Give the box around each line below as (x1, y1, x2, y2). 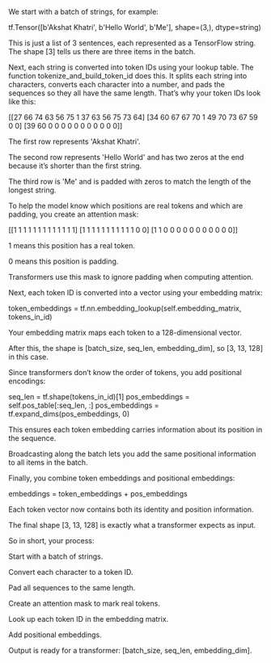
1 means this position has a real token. (8, 241, 136, 250)
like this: (8, 97, 36, 106)
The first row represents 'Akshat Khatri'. (8, 137, 141, 146)
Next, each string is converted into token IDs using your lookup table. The (8, 62, 254, 72)
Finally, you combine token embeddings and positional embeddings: (8, 473, 235, 483)
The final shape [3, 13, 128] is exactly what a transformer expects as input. (8, 521, 256, 530)
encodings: (8, 376, 46, 386)
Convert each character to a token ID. (8, 568, 133, 576)
